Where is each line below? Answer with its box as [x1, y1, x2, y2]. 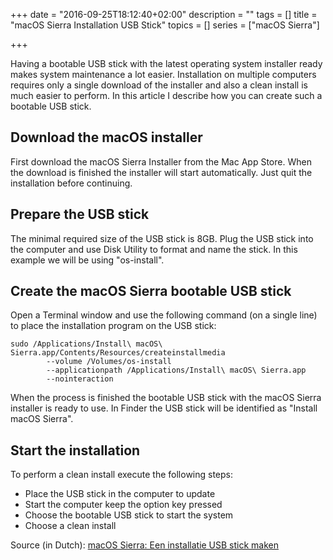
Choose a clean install [24, 520, 117, 532]
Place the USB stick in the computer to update [24, 488, 216, 500]
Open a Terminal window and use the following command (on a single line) [10, 309, 318, 321]
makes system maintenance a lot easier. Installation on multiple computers [10, 69, 317, 80]
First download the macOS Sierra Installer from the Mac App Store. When [10, 155, 312, 168]
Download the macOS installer [10, 129, 203, 146]
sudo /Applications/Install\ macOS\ [10, 339, 163, 349]
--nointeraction [46, 374, 114, 384]
